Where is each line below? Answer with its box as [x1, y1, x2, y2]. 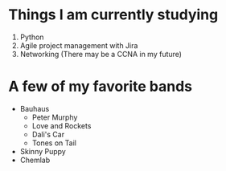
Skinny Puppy [19, 146, 66, 156]
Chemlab [19, 155, 51, 165]
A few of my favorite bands [8, 78, 193, 96]
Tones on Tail [31, 138, 76, 148]
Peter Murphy [31, 112, 78, 122]
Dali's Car [31, 129, 65, 139]
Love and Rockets [31, 120, 92, 130]
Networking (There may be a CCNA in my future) [19, 49, 183, 59]
